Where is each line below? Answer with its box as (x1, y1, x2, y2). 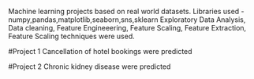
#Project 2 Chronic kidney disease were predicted (8, 62, 171, 71)
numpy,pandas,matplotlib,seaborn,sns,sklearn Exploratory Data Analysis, (8, 15, 246, 24)
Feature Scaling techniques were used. (8, 31, 136, 41)
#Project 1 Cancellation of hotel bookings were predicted (8, 47, 192, 56)
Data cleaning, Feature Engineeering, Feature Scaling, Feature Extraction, (8, 23, 247, 32)
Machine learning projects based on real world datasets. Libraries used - (8, 7, 245, 16)
